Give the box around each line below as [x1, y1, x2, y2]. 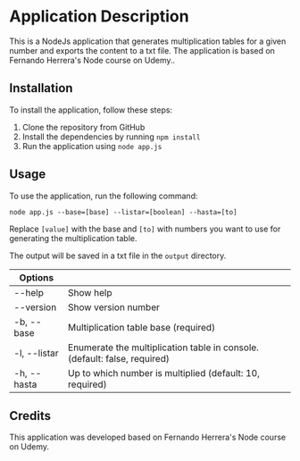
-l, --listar [13, 347, 60, 359]
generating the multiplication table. [9, 232, 137, 243]
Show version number [68, 301, 161, 314]
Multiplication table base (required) [68, 321, 216, 333]
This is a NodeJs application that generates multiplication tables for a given [9, 36, 287, 46]
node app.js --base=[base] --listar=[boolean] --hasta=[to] [9, 207, 238, 216]
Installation [9, 80, 73, 96]
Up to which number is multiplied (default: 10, [68, 366, 261, 379]
